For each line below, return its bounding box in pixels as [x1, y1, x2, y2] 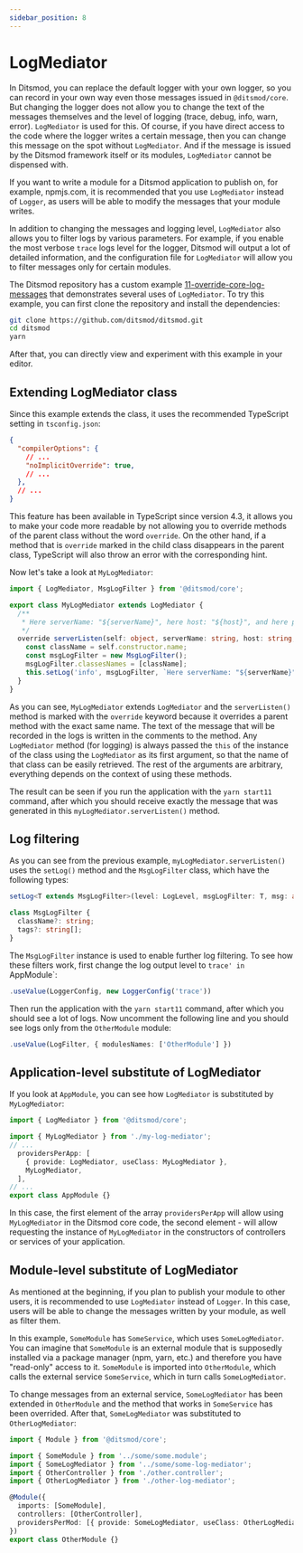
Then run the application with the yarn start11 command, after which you [9, 1003, 284, 1014]
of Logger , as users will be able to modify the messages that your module [9, 195, 281, 206]
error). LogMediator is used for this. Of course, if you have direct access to [9, 120, 286, 131]
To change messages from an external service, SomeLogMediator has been [9, 1388, 284, 1399]
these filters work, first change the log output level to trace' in [9, 960, 245, 971]
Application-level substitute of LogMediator [9, 1065, 262, 1080]
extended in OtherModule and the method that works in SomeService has [9, 1398, 273, 1409]
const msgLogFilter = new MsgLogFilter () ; [25, 651, 188, 660]
